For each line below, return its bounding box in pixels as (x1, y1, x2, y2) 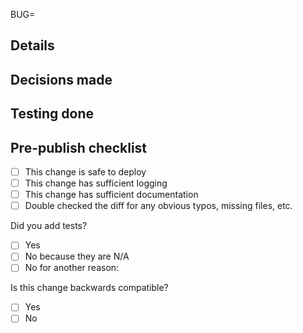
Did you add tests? (10, 220, 88, 232)
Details (10, 37, 55, 54)
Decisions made (10, 71, 113, 88)
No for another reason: (24, 262, 120, 274)
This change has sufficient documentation (24, 189, 199, 201)
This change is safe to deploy (24, 165, 147, 178)
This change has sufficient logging (24, 177, 168, 189)
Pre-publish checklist (10, 139, 148, 156)
